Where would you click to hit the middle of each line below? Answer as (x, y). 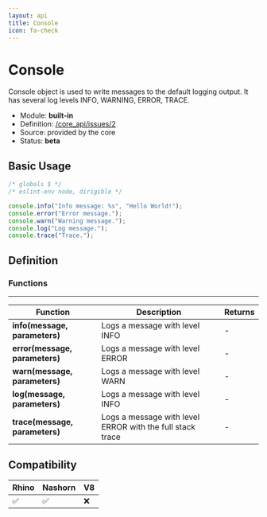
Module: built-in (46, 115)
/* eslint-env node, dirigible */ (66, 192)
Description (159, 312)
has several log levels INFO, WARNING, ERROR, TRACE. (99, 100)
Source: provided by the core (68, 133)
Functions (28, 283)
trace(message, (43, 422)
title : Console (33, 23)
